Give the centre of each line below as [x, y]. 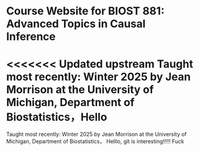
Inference [31, 37]
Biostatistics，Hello [57, 117]
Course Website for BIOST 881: [85, 11]
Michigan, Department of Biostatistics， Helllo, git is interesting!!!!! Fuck [95, 141]
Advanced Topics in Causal [76, 24]
